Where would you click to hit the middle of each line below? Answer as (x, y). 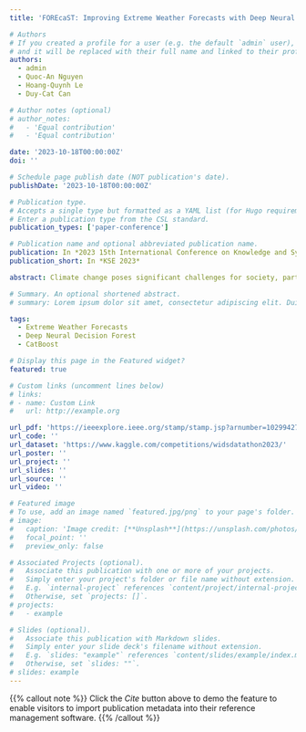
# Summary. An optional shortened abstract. (95, 294)
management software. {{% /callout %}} (85, 717)
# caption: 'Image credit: (65, 529)
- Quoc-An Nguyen (51, 77)
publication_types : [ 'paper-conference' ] (89, 228)
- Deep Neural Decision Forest (77, 336)
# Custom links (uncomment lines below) (87, 386)
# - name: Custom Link (52, 403)
